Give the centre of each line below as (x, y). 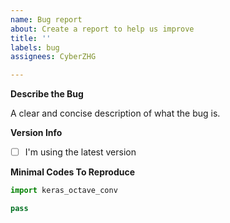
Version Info (36, 133)
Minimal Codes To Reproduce (73, 172)
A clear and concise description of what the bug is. (115, 113)
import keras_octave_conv (64, 191)
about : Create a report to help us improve (102, 29)
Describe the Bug (47, 94)
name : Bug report (46, 19)
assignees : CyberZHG (53, 57)
